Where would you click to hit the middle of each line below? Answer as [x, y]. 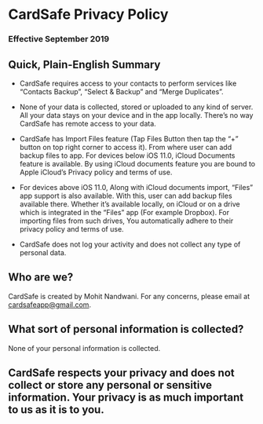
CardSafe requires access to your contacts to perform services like [128, 83]
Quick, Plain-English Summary [84, 64]
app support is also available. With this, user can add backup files [126, 196]
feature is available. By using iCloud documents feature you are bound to [137, 163]
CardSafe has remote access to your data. [88, 123]
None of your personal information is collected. [84, 348]
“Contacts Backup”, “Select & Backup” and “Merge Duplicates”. [121, 91]
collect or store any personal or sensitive [110, 385]
